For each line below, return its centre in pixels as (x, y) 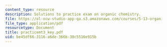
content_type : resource (30, 10)
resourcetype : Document (30, 28)
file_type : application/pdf (34, 23)
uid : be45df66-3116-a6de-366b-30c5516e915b (51, 37)
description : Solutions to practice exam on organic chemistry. (73, 14)
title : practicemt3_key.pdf (34, 32)
